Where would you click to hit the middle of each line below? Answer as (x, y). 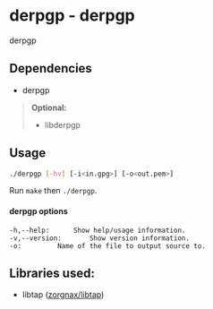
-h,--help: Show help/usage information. (98, 230)
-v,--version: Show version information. (100, 238)
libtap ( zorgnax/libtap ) (63, 295)
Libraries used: (52, 274)
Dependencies (51, 69)
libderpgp (62, 124)
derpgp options (39, 211)
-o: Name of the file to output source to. (107, 246)
